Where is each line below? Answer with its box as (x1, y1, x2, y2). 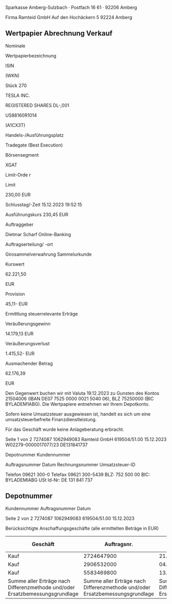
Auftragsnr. (104, 540, 133, 548)
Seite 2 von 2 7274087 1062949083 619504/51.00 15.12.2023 (5, 515, 135, 522)
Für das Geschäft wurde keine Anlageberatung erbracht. (5, 426, 124, 432)
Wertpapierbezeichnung (5, 52, 56, 58)
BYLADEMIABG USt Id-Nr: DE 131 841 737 (5, 476, 93, 483)
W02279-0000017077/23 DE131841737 (5, 442, 88, 448)
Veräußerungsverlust (5, 340, 50, 346)
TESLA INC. (5, 92, 30, 98)
